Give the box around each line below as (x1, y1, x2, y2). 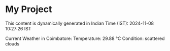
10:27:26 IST (5, 25, 31, 31)
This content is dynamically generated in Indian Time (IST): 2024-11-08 (5, 20, 154, 26)
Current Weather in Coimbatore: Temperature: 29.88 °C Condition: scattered (5, 35, 165, 41)
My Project (5, 4, 52, 15)
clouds (5, 40, 20, 46)
